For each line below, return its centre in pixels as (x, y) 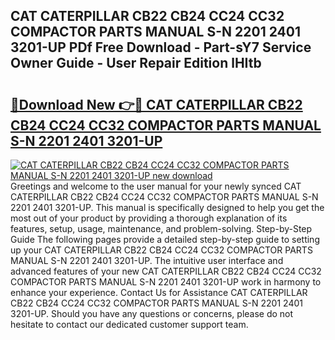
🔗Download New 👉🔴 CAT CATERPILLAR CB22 (156, 104)
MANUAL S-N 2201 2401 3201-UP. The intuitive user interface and (147, 260)
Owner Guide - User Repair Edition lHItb (136, 63)
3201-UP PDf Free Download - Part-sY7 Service (161, 47)
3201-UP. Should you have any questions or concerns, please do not (152, 313)
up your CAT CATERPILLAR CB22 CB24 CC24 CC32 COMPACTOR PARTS (161, 250)
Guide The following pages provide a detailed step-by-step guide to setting (165, 239)
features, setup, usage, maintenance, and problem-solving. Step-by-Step (161, 228)
